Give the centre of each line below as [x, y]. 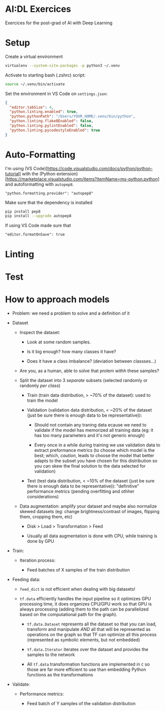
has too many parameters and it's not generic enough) [90, 435]
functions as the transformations [60, 674]
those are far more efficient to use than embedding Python [86, 669]
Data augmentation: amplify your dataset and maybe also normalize [88, 506]
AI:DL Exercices [38, 9]
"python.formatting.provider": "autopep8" [49, 193]
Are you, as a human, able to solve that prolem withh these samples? [89, 371]
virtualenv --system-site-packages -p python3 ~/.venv [63, 65]
